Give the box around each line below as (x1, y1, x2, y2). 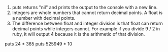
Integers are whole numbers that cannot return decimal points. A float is (12, 10, 163, 16)
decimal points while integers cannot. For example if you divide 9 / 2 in (12, 26, 160, 32)
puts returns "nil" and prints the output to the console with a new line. (12, 5, 158, 10)
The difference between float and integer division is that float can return (12, 20, 163, 26)
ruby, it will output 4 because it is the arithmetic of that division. (12, 31, 145, 37)
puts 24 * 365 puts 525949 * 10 (5, 41, 73, 47)
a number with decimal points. (12, 15, 76, 21)
